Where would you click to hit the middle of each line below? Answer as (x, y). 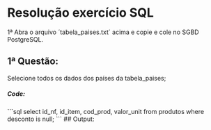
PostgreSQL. (25, 39)
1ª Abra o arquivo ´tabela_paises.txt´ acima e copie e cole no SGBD (103, 32)
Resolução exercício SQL (81, 13)
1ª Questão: (33, 62)
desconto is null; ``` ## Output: (51, 119)
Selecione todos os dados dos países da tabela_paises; (87, 78)
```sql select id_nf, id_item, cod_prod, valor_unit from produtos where (105, 111)
